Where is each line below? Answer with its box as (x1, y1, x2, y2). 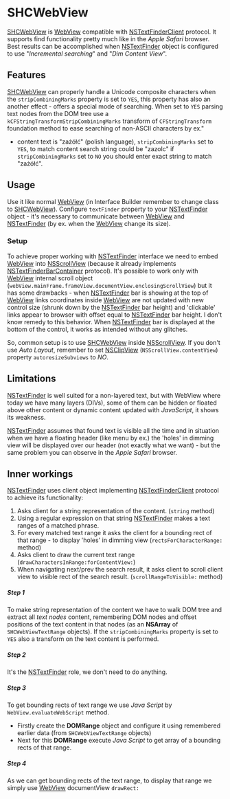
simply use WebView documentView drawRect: (7, 784, 139, 792)
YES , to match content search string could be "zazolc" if (16, 144, 174, 153)
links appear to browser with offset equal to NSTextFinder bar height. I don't (7, 311, 222, 319)
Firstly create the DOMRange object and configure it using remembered (16, 721, 221, 730)
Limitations (7, 373, 56, 385)
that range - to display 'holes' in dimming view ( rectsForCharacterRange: (16, 536, 223, 544)
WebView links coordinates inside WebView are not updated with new (7, 295, 204, 304)
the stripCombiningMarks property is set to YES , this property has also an (7, 95, 211, 103)
